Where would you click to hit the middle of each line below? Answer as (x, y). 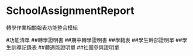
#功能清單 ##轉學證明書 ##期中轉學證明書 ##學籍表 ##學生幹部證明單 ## (94, 40)
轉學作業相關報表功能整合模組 (42, 27)
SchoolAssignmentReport (70, 11)
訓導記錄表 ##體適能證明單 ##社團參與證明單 (65, 47)
